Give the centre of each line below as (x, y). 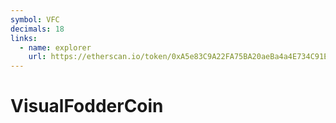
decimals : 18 (37, 29)
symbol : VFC (35, 19)
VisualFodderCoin (87, 106)
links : (24, 38)
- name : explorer (55, 47)
